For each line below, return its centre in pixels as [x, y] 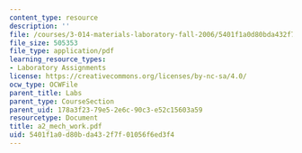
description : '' [40, 26]
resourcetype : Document [54, 118]
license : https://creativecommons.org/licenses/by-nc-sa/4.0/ [128, 76]
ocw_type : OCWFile [44, 85]
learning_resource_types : [58, 59]
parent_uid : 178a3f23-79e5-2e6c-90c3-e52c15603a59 [106, 110]
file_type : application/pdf [62, 51]
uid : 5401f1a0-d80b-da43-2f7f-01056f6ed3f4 [92, 135]
